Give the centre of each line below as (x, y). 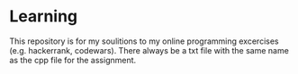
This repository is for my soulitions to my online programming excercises (144, 41)
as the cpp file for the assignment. (73, 60)
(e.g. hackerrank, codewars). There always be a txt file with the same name (149, 50)
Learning (44, 16)
